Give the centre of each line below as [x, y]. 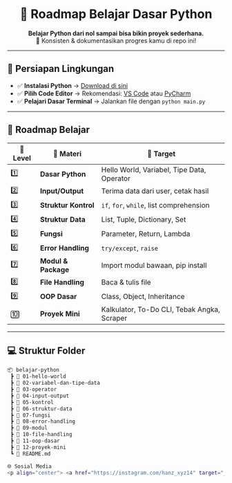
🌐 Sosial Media [29, 466]
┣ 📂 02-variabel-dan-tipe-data [55, 383]
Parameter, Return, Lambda [146, 234]
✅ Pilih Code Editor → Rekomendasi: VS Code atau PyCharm [104, 93]
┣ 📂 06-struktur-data [41, 409]
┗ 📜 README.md [30, 454]
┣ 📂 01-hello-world [38, 376]
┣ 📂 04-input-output [40, 396]
